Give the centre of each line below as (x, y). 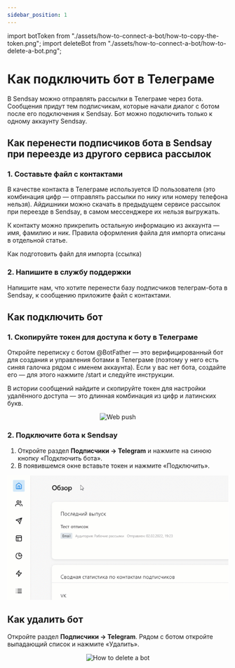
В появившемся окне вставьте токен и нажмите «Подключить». (114, 465)
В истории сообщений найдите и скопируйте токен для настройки (107, 388)
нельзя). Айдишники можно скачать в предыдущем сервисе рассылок (114, 205)
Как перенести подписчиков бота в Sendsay (110, 143)
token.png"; (24, 43)
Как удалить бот (45, 620)
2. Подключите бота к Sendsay (62, 435)
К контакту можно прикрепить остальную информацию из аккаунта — (113, 226)
